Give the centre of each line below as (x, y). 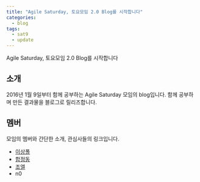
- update (23, 40)
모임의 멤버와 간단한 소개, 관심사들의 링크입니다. (63, 138)
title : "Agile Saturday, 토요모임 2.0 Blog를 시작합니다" (75, 12)
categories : (21, 18)
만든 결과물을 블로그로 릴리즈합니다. (55, 102)
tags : (13, 29)
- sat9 (20, 34)
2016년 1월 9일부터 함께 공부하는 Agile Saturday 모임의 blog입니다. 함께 (92, 94)
